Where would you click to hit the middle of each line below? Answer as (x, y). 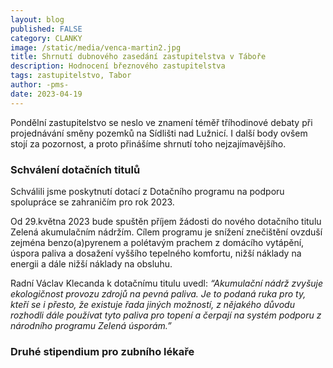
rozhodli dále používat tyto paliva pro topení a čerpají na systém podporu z (166, 315)
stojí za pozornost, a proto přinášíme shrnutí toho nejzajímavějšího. (148, 143)
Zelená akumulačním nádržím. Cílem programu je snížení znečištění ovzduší (166, 232)
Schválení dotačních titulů (75, 169)
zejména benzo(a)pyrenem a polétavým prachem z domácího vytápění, (157, 242)
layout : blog (37, 19)
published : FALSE (46, 29)
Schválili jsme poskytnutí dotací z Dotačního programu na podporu (147, 191)
